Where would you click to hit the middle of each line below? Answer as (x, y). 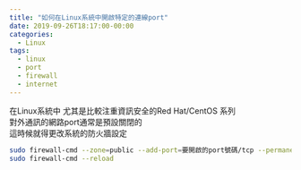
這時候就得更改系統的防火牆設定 (68, 133)
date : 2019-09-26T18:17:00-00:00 (72, 26)
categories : (31, 34)
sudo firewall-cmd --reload (62, 158)
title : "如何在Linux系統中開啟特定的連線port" (89, 17)
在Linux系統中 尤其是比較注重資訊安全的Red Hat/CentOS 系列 (122, 110)
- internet (38, 84)
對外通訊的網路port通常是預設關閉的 (76, 122)
